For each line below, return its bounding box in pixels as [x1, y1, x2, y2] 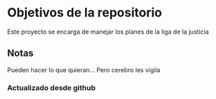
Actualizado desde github [7, 82, 96, 92]
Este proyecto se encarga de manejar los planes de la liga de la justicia [7, 27, 209, 36]
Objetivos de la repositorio [7, 5, 163, 21]
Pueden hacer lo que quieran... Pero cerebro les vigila [7, 65, 161, 74]
